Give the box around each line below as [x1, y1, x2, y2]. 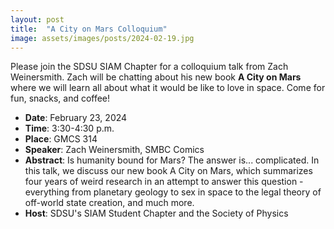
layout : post [10, 14, 65, 25]
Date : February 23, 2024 [24, 112, 128, 124]
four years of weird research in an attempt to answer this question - [24, 176, 304, 188]
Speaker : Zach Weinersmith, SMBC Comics [24, 144, 205, 156]
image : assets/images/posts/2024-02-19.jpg [10, 33, 195, 43]
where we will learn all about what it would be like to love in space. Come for [10, 82, 326, 94]
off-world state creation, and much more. [24, 197, 195, 209]
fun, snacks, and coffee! [10, 92, 111, 105]
